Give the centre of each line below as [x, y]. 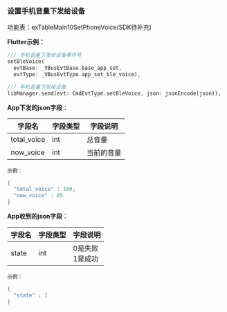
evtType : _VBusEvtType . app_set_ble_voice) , [77, 74]
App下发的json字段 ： [38, 107]
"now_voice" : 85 [38, 196]
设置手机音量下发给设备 [46, 10]
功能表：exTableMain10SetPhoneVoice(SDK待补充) [80, 27]
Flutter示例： [26, 42]
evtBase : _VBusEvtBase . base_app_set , [68, 68]
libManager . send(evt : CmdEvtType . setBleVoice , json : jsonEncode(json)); [114, 93]
